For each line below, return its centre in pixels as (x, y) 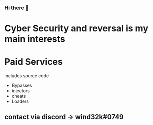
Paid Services (34, 62)
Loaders (20, 101)
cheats (19, 96)
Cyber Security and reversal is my (76, 29)
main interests (35, 39)
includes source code (27, 76)
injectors (21, 91)
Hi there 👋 (17, 8)
